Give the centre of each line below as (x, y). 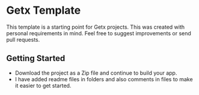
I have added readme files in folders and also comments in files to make (104, 79)
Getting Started (36, 58)
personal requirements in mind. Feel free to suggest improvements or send (99, 33)
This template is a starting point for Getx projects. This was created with (96, 27)
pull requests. (23, 39)
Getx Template (44, 10)
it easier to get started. (43, 85)
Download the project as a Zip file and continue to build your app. (96, 73)
